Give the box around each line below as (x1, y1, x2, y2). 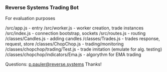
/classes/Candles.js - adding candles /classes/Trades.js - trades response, (5, 35, 160, 41)
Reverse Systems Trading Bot (5, 4, 79, 11)
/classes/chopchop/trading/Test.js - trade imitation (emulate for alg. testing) (5, 46, 162, 52)
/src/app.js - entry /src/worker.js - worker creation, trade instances (5, 25, 144, 31)
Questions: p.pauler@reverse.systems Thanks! (5, 61, 102, 67)
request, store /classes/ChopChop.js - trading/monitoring (5, 41, 124, 47)
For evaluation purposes (5, 15, 56, 21)
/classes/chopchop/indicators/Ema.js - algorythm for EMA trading (5, 51, 141, 57)
